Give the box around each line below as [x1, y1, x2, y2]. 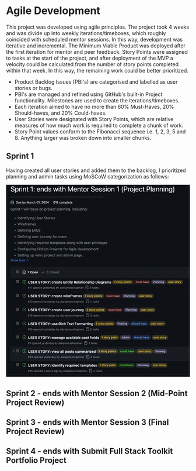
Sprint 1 [6, 151, 34, 161]
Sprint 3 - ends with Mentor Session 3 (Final [6, 417, 169, 428]
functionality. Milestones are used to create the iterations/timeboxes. [14, 97, 180, 104]
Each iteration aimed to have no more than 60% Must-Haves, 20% [14, 103, 174, 110]
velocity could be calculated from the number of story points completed [6, 60, 179, 68]
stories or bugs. [14, 84, 52, 91]
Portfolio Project [6, 455, 67, 466]
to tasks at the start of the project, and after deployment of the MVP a [6, 54, 173, 61]
